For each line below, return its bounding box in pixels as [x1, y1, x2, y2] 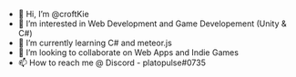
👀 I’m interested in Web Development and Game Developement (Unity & [17, 18, 287, 29]
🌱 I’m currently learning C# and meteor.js [17, 37, 173, 48]
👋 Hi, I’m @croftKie [17, 9, 89, 19]
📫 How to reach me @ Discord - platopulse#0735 [17, 57, 207, 68]
